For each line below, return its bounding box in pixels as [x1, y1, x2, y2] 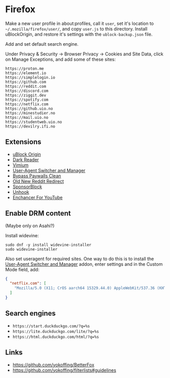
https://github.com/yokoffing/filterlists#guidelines [12, 367, 116, 373]
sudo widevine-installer [5, 246, 58, 252]
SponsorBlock [12, 183, 42, 190]
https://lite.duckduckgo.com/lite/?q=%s [12, 329, 99, 334]
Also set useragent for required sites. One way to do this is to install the [5, 256, 154, 262]
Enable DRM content [5, 209, 71, 218]
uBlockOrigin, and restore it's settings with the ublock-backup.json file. [5, 31, 153, 37]
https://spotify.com [5, 97, 49, 102]
